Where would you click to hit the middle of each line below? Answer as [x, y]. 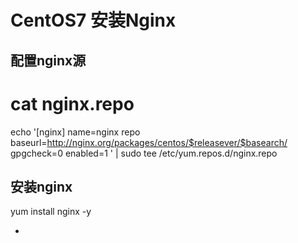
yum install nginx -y [51, 212]
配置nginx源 [48, 60]
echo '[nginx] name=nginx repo [75, 132]
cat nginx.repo [72, 103]
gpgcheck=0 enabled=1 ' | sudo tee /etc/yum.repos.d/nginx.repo [144, 153]
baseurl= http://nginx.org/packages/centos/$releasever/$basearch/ [149, 142]
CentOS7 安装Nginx [93, 20]
